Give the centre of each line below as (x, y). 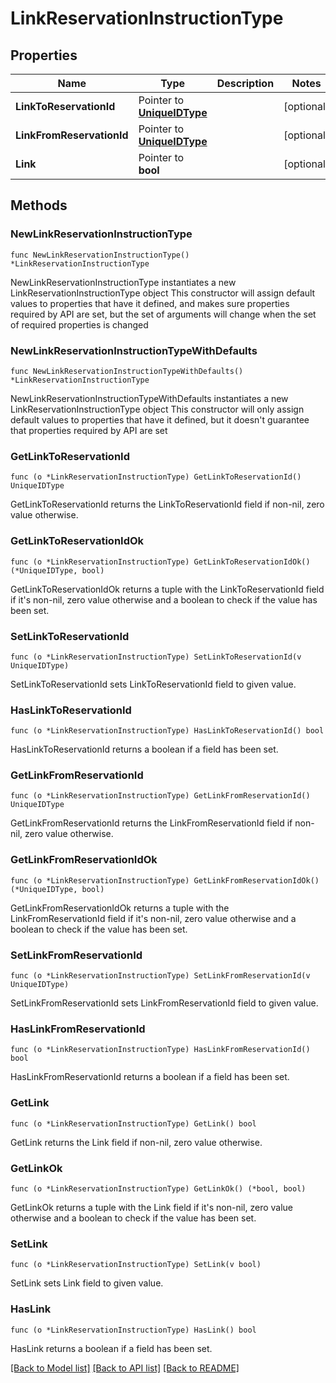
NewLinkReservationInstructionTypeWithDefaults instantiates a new (149, 398)
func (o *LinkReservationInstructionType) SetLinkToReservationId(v (156, 657)
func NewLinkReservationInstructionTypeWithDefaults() (127, 371)
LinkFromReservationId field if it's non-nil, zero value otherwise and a (153, 918)
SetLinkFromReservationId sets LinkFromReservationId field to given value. (164, 1003)
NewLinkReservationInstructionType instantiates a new (123, 282)
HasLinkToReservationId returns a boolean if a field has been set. (144, 749)
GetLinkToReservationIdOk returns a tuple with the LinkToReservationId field (167, 589)
